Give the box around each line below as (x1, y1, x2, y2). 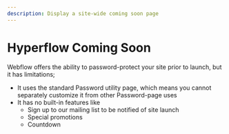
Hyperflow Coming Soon (7, 39, 152, 55)
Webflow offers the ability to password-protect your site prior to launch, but (7, 63, 222, 71)
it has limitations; (7, 70, 55, 78)
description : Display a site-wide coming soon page (7, 10, 159, 17)
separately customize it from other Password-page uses (17, 90, 177, 99)
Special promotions (27, 113, 83, 121)
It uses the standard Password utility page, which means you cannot (17, 84, 212, 92)
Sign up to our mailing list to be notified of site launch (27, 105, 179, 114)
